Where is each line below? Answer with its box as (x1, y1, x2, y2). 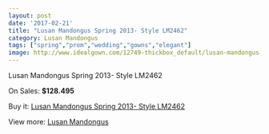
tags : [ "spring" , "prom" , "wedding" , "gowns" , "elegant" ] (8, 41, 192, 49)
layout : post (8, 11, 52, 20)
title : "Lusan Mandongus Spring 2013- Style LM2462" (8, 26, 188, 34)
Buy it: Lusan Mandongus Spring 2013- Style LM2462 (8, 101, 186, 111)
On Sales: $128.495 (8, 86, 74, 96)
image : (8, 49, 30, 57)
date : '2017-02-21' (8, 19, 74, 27)
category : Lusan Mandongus (8, 33, 98, 42)
